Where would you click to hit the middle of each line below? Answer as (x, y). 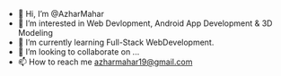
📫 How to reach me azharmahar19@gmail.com (105, 62)
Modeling (35, 33)
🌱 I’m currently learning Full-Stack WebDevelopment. (116, 42)
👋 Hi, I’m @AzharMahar (61, 14)
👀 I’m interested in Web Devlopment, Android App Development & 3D (145, 23)
